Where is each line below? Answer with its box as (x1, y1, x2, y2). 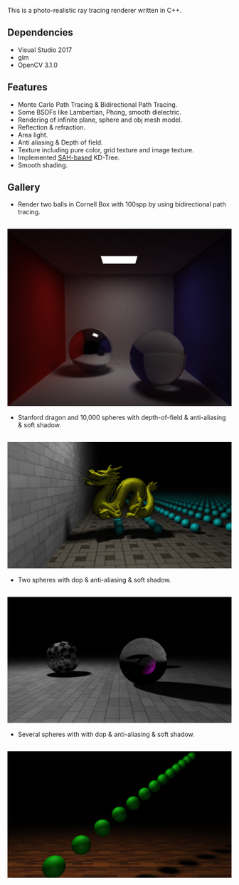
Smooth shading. (17, 160, 68, 169)
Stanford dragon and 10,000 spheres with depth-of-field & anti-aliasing (17, 413, 226, 422)
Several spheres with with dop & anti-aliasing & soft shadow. (17, 730, 195, 739)
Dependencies (7, 26, 73, 38)
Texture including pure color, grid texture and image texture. (17, 145, 194, 154)
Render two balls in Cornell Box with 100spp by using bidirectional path (17, 200, 226, 209)
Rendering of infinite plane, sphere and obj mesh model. (17, 115, 183, 124)
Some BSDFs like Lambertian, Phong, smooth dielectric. (17, 108, 181, 116)
